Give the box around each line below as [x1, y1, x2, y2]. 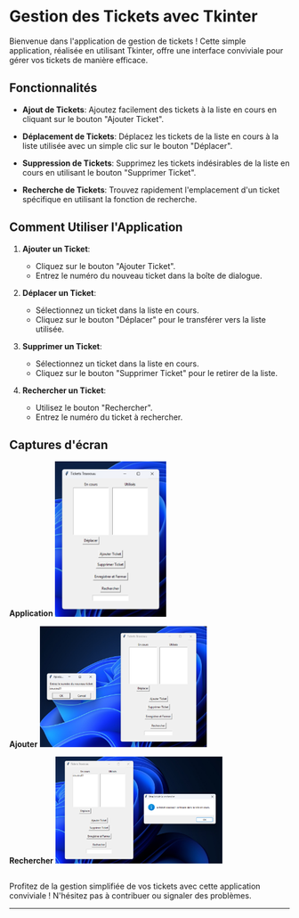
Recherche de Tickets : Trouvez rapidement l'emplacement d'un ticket [21, 184, 280, 195]
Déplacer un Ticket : [21, 287, 97, 298]
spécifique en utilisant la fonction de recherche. [21, 193, 198, 204]
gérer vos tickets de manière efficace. [9, 54, 149, 65]
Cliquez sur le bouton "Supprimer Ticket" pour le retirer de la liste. [35, 367, 279, 378]
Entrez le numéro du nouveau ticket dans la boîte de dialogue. [35, 270, 263, 281]
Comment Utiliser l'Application [9, 220, 183, 235]
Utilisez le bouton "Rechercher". [35, 402, 153, 413]
